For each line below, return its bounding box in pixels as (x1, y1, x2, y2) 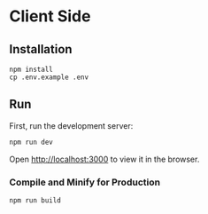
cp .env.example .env (9, 73, 89, 82)
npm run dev (9, 138, 53, 147)
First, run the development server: (9, 120, 134, 131)
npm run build (9, 195, 62, 205)
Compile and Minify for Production (9, 176, 161, 188)
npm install (9, 65, 53, 74)
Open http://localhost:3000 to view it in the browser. (9, 154, 200, 164)
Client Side (9, 6, 91, 27)
